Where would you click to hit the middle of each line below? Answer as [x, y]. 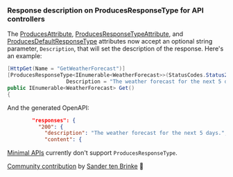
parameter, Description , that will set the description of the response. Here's [115, 49]
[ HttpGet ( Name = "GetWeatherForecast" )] [67, 69]
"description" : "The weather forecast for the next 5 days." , [136, 133]
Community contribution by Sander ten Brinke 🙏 [76, 166]
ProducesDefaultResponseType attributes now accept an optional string [110, 41]
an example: [25, 56]
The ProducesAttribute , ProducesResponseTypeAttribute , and [95, 34]
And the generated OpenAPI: [48, 108]
